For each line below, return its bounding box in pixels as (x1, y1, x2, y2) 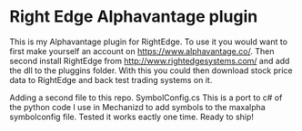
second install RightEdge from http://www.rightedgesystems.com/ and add (9, 55, 290, 66)
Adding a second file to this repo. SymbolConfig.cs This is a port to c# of (9, 92, 283, 103)
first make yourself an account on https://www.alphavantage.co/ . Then (9, 45, 275, 56)
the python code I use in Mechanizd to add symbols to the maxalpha (9, 101, 266, 112)
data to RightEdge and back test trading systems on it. (9, 74, 213, 85)
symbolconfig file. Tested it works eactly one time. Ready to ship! (9, 111, 255, 122)
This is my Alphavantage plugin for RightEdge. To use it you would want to (9, 36, 288, 47)
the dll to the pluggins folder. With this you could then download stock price (9, 65, 293, 76)
